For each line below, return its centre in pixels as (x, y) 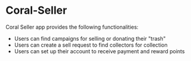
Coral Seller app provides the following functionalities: (72, 27)
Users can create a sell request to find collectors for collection (91, 45)
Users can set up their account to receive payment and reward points (99, 51)
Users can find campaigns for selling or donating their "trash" (90, 38)
